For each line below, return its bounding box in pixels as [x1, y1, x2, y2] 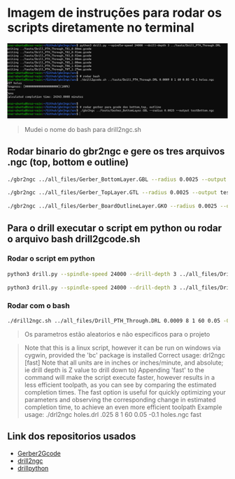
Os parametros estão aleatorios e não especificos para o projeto [24, 330, 211, 338]
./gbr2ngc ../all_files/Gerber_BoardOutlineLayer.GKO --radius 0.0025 [7, 202, 218, 210]
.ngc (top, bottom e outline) [7, 156, 129, 168]
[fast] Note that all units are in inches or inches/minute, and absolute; [24, 358, 224, 367]
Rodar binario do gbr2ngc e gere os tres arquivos [7, 145, 225, 158]
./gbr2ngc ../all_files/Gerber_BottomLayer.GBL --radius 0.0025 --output [7, 176, 227, 183]
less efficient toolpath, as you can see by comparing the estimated [24, 381, 217, 389]
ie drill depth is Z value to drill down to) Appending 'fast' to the [24, 365, 205, 374]
